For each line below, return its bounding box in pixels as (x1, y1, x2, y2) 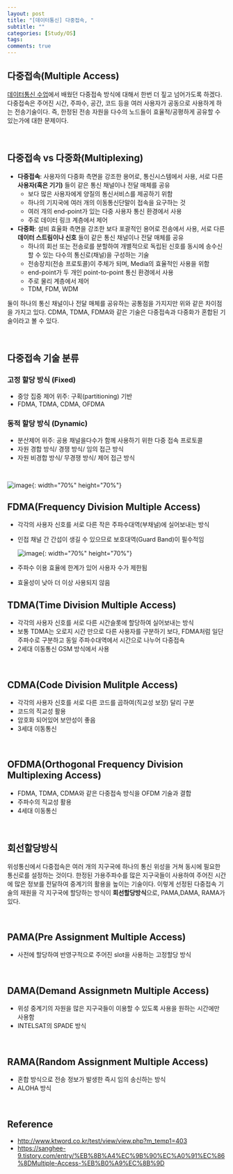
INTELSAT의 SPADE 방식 (17, 1022, 87, 1030)
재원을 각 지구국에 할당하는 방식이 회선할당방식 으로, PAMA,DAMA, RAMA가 (19, 888, 225, 897)
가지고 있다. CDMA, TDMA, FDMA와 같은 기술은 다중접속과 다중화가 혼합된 (14, 308, 219, 316)
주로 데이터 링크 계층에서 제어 (27, 216, 108, 224)
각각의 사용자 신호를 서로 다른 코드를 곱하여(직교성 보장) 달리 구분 (17, 699, 195, 707)
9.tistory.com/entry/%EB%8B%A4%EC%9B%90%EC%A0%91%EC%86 (17, 1151, 225, 1159)
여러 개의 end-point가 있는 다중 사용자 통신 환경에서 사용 (27, 207, 182, 215)
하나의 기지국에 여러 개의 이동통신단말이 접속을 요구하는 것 (27, 198, 186, 207)
